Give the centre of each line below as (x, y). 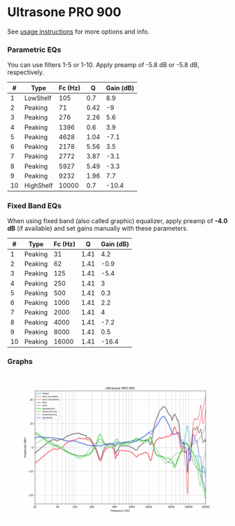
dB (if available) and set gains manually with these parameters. (98, 229)
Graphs (20, 362)
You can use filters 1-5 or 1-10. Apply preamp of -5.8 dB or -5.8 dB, (104, 65)
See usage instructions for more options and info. (79, 31)
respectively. (26, 72)
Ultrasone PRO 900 (64, 12)
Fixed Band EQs (34, 206)
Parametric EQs (34, 50)
